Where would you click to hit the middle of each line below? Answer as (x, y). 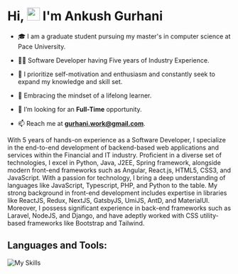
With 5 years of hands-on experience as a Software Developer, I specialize (117, 139)
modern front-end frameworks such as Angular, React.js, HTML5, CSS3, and (119, 170)
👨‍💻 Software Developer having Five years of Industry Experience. (113, 60)
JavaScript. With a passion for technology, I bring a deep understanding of (117, 177)
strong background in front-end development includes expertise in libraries (117, 193)
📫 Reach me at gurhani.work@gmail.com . (81, 123)
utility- (209, 215)
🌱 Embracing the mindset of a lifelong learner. (85, 95)
